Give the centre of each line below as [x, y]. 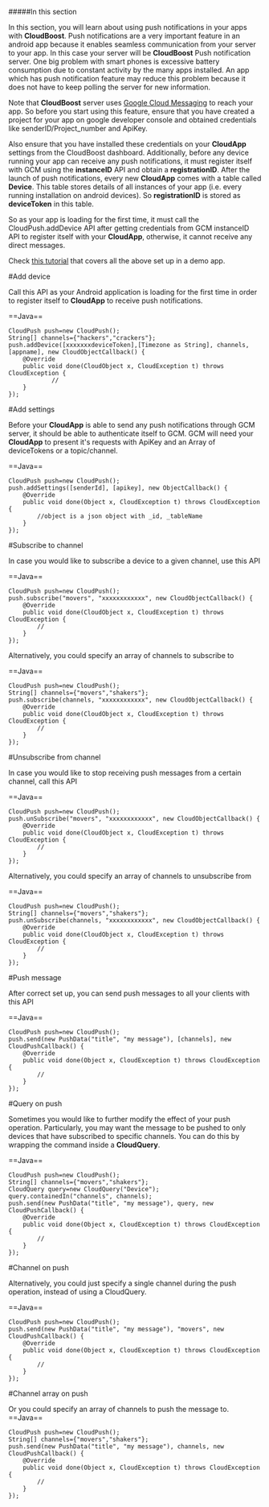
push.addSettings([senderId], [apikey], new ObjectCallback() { [118, 488]
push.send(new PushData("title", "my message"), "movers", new [116, 1329]
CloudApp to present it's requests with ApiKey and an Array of [112, 442]
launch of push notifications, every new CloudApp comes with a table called [135, 178]
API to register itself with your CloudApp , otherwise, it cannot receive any [130, 236]
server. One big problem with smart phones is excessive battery [114, 61]
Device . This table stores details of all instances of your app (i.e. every [125, 187]
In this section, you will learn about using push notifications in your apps [128, 27]
